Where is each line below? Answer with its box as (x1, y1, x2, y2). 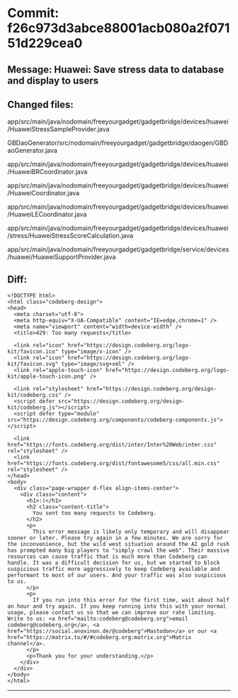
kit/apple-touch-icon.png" (7, 373, 87, 381)
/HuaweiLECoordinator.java (7, 210, 87, 219)
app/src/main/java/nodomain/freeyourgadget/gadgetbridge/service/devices (7, 245, 229, 253)
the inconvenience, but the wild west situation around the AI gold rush (7, 541, 230, 548)
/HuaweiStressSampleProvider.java (7, 125, 110, 133)
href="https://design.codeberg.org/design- (86, 386, 217, 393)
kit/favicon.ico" (7, 348, 59, 356)
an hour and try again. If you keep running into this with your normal (7, 603, 227, 610)
